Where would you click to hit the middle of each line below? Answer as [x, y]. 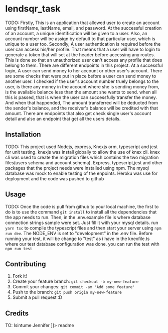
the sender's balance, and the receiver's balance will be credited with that [82, 108]
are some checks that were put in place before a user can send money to [81, 76]
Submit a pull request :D [37, 297]
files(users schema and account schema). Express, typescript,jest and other [84, 162]
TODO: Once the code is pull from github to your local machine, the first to [82, 206]
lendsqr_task [33, 9]
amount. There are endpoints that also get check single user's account [78, 113]
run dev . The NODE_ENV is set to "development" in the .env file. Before [79, 233]
